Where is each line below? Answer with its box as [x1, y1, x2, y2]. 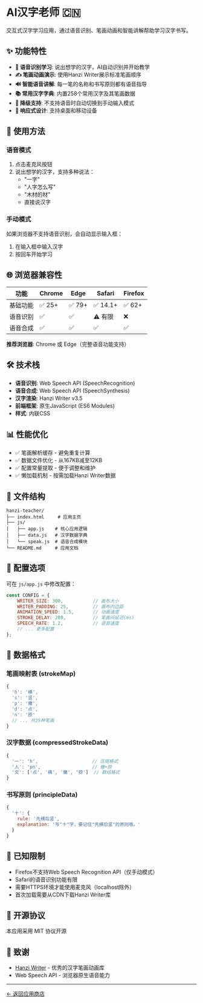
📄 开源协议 [6, 910, 45, 920]
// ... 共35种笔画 [11, 717, 54, 724]
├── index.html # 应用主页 [6, 514, 82, 520]
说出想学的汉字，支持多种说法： [14, 168, 95, 175]
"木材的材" [24, 191, 51, 198]
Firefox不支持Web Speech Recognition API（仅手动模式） [14, 868, 158, 875]
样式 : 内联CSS [14, 410, 50, 417]
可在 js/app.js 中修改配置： [6, 580, 77, 587]
